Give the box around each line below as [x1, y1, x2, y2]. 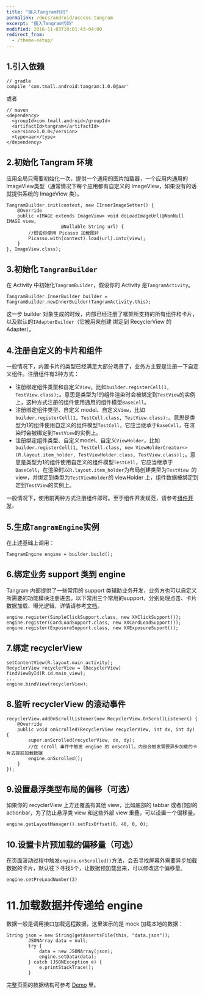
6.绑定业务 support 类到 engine [6, 569, 126, 580]
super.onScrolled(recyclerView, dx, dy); [28, 737, 135, 743]
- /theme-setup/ [12, 37, 53, 43]
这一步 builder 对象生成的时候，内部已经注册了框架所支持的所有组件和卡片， [6, 310, 198, 318]
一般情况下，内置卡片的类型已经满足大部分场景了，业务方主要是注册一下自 [6, 363, 193, 370]
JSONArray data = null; [28, 938, 88, 944]
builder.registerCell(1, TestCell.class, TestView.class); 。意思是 [15, 414, 190, 422]
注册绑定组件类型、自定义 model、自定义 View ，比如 [15, 406, 145, 414]
